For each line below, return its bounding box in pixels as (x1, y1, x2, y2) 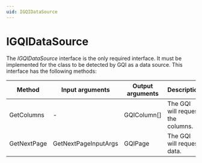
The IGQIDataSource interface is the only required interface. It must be (6, 55, 182, 62)
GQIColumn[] (124, 111, 162, 119)
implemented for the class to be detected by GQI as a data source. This (6, 61, 183, 68)
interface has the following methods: (6, 67, 97, 75)
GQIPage (124, 139, 150, 147)
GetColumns (9, 111, 45, 119)
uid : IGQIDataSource (6, 8, 58, 15)
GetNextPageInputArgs (53, 139, 118, 147)
